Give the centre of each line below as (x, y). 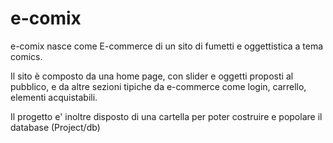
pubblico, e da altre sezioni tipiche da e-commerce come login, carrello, (158, 86)
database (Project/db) (55, 127)
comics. (26, 56)
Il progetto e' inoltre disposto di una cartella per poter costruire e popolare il (166, 116)
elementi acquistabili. (54, 97)
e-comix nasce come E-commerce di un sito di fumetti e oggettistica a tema (167, 46)
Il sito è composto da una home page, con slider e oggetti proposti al (152, 76)
